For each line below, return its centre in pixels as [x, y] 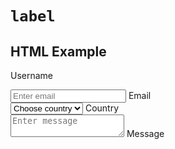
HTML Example [58, 51]
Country [102, 108]
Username [32, 75]
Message [145, 133]
